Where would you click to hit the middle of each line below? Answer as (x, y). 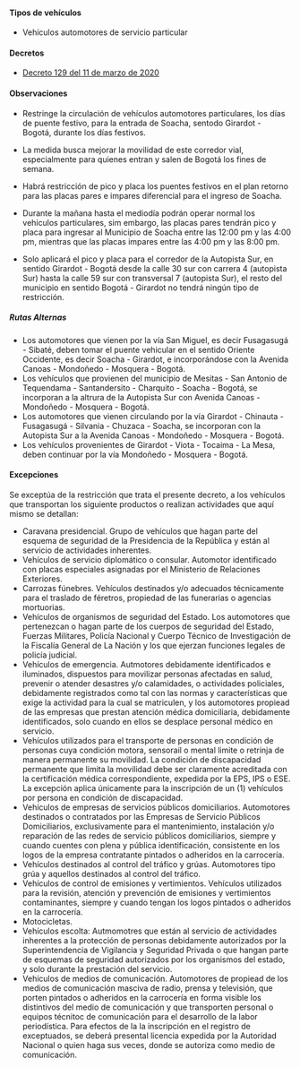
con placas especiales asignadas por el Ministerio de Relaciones (141, 569)
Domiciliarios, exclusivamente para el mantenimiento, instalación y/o (148, 826)
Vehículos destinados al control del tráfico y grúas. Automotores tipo (149, 864)
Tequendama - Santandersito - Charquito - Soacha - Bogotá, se (140, 387)
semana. (38, 168)
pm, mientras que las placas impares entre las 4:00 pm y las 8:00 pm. (151, 241)
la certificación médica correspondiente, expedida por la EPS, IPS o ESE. (156, 779)
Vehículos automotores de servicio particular (105, 32)
